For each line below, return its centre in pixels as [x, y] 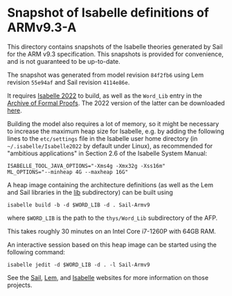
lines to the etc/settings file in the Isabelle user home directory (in [102, 138]
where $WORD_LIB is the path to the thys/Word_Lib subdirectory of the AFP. [113, 218]
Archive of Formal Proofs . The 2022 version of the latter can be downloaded [116, 103]
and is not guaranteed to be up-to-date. [64, 61]
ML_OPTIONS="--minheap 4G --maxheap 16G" [68, 172]
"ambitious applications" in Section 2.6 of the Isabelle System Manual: [107, 153]
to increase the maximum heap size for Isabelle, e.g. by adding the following [116, 131]
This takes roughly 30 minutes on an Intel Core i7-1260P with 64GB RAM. [111, 231]
